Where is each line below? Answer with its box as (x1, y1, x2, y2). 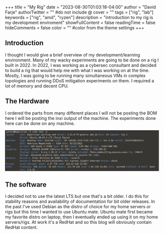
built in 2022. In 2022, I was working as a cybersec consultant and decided (5, 62, 157, 68)
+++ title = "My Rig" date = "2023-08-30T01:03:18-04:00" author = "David (5, 4, 156, 10)
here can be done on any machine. (5, 120, 75, 126)
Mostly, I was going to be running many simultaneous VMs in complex (5, 73, 146, 78)
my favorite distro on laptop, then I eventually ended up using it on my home (5, 214, 158, 220)
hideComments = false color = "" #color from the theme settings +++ (5, 25, 144, 31)
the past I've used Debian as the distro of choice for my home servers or (5, 204, 151, 210)
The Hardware (5, 97, 50, 105)
